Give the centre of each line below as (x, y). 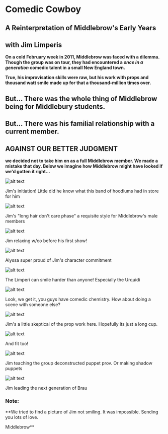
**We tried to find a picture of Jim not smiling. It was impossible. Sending (82, 412)
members (15, 221)
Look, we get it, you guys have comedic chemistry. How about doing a (78, 299)
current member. (32, 132)
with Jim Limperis (34, 45)
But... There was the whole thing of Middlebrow (81, 98)
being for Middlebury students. (55, 106)
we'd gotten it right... (28, 171)
